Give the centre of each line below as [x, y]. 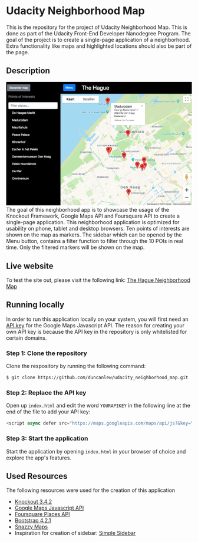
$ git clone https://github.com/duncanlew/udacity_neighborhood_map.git [97, 378]
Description [28, 71]
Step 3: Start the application [47, 439]
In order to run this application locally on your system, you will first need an [97, 319]
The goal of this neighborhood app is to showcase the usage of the [88, 210]
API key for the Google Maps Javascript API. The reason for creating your [95, 325]
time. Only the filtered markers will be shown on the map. [75, 247]
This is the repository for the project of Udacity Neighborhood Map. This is [97, 27]
